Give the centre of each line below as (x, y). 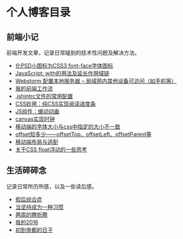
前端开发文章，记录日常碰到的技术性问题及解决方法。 (73, 53)
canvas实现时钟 (35, 119)
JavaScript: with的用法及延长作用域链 (62, 73)
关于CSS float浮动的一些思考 (51, 149)
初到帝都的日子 (34, 230)
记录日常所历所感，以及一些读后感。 (52, 186)
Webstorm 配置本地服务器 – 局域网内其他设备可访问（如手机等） (96, 81)
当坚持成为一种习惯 (39, 207)
